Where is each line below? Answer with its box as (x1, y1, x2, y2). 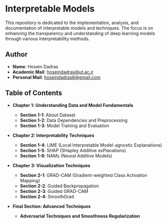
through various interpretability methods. (5, 36, 90, 42)
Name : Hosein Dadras (12, 63, 59, 69)
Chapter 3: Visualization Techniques (12, 162, 91, 168)
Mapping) (20, 177, 40, 183)
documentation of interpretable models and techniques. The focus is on (5, 25, 153, 31)
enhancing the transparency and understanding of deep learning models (5, 30, 155, 36)
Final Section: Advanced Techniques (12, 203, 91, 209)
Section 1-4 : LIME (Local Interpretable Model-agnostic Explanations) (20, 142, 162, 148)
